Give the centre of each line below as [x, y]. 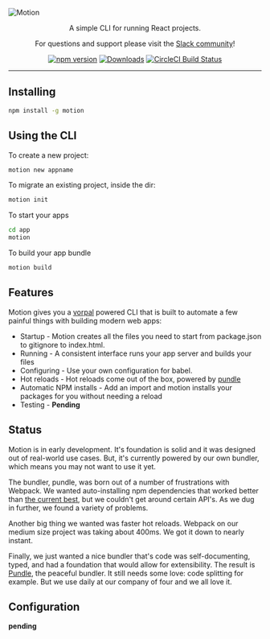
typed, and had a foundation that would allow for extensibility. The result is [132, 564]
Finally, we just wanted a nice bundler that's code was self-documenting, [129, 556]
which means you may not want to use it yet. [82, 466]
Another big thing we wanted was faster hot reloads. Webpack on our [123, 523]
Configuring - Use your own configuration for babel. [106, 370]
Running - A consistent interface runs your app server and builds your [135, 353]
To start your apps [39, 215]
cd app [19, 230]
